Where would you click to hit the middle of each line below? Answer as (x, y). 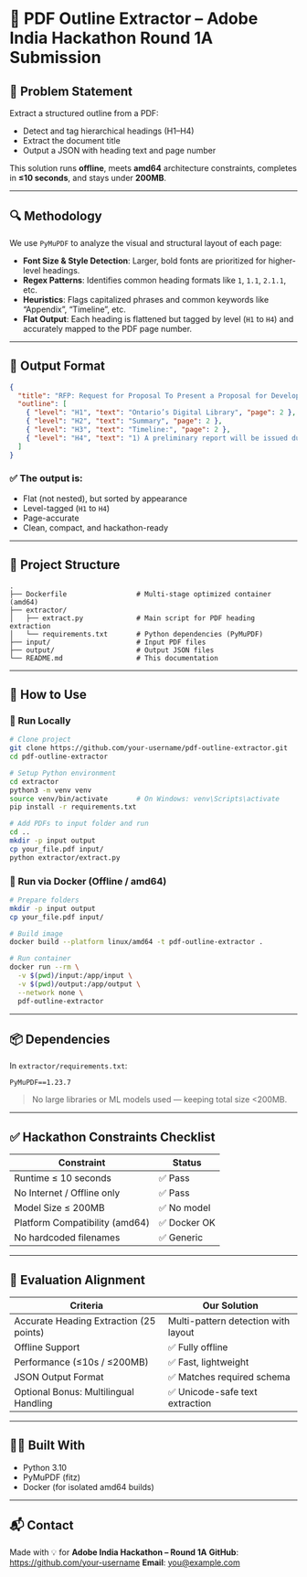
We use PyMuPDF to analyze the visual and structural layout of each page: (146, 242)
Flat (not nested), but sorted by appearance (105, 499)
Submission (56, 58)
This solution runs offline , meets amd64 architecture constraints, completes (153, 168)
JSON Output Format (59, 1378)
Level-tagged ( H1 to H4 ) (66, 508)
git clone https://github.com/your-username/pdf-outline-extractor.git (148, 748)
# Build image (37, 933)
